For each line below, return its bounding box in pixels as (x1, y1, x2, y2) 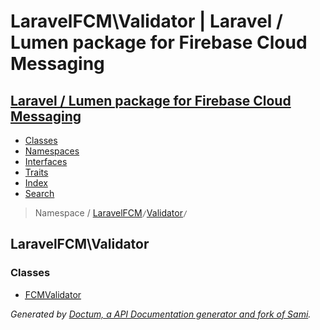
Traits (24, 166, 49, 178)
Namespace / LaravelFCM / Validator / (34, 207, 188, 219)
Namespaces (24, 145, 80, 157)
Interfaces (24, 156, 68, 167)
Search (24, 188, 55, 199)
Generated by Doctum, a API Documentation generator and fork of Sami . (10, 308, 312, 320)
